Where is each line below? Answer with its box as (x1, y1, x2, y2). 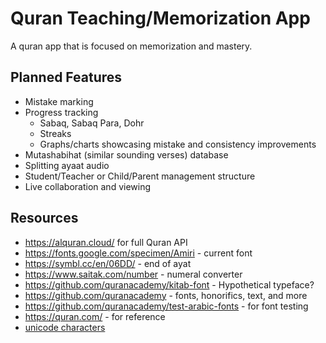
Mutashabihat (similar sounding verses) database (24, 148, 229, 161)
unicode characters (24, 321, 106, 333)
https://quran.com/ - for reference (24, 310, 166, 322)
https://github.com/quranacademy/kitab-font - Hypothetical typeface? (24, 278, 315, 291)
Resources (10, 210, 79, 227)
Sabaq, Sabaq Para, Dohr (39, 117, 145, 129)
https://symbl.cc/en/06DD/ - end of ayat (24, 257, 192, 269)
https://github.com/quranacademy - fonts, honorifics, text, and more (24, 289, 308, 301)
